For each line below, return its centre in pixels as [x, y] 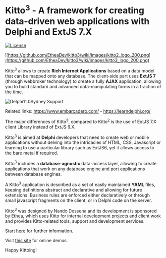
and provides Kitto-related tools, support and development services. [75, 221]
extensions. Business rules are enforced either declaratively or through [78, 195]
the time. [14, 92]
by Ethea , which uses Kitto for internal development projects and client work [83, 216]
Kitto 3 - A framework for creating [75, 10]
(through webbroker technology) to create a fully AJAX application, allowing [83, 81]
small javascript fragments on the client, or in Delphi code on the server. [79, 200]
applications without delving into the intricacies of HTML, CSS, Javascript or [83, 142]
